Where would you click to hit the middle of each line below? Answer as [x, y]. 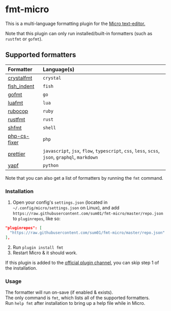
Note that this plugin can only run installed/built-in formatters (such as [79, 33]
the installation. [21, 268]
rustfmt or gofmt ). [24, 39]
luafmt [16, 103]
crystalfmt [20, 78]
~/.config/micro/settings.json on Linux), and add [66, 208]
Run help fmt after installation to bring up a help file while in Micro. [75, 303]
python [51, 165]
